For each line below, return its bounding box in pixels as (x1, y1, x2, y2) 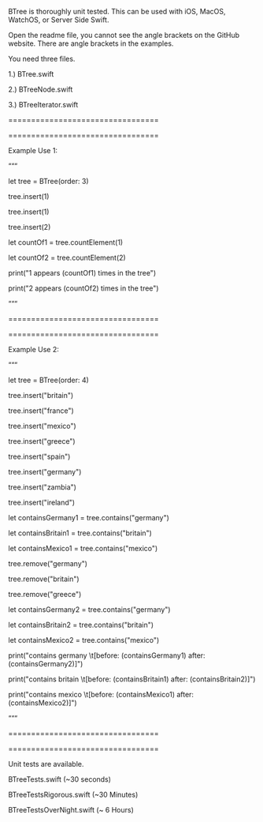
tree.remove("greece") (8, 590, 82, 599)
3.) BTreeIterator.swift (8, 100, 79, 109)
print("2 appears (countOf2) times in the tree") (8, 283, 159, 293)
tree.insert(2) (8, 223, 51, 231)
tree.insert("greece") (8, 437, 76, 445)
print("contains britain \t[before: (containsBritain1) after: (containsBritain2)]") (8, 674, 256, 684)
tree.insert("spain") (8, 452, 71, 461)
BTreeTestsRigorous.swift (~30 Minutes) (8, 790, 139, 799)
